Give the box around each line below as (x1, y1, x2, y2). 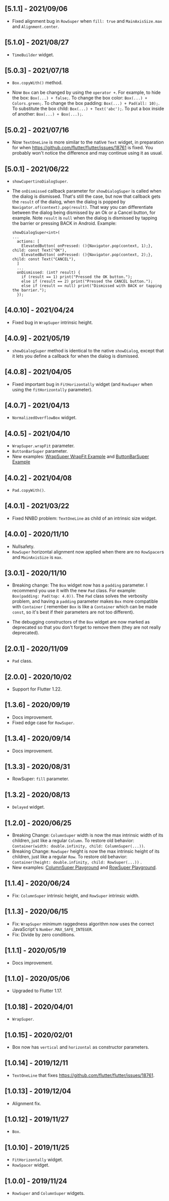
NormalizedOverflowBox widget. (12, 415, 77, 421)
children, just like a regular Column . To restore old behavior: (12, 838, 135, 844)
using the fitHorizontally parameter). (12, 386, 93, 392)
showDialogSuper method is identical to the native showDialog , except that (12, 347, 164, 353)
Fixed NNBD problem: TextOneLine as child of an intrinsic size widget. (12, 515, 157, 521)
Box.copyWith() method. (12, 80, 63, 86)
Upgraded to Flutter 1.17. (12, 988, 63, 994)
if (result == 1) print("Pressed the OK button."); (21, 274, 133, 280)
